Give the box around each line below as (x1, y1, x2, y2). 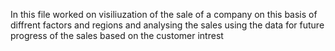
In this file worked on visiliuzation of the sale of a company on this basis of (10, 9, 318, 20)
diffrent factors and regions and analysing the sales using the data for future (10, 19, 325, 31)
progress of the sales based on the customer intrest (10, 30, 224, 41)
